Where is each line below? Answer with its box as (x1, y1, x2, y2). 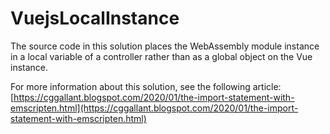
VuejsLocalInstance (10, 7, 180, 30)
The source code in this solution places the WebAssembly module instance (10, 40, 320, 52)
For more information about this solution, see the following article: (10, 80, 282, 92)
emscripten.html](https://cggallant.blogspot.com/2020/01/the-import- (10, 102, 299, 114)
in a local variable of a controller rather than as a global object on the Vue (10, 50, 313, 62)
